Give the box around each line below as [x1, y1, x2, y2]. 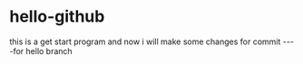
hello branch [25, 45, 73, 56]
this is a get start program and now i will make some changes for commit [9, 36, 281, 47]
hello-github [9, 6, 105, 27]
